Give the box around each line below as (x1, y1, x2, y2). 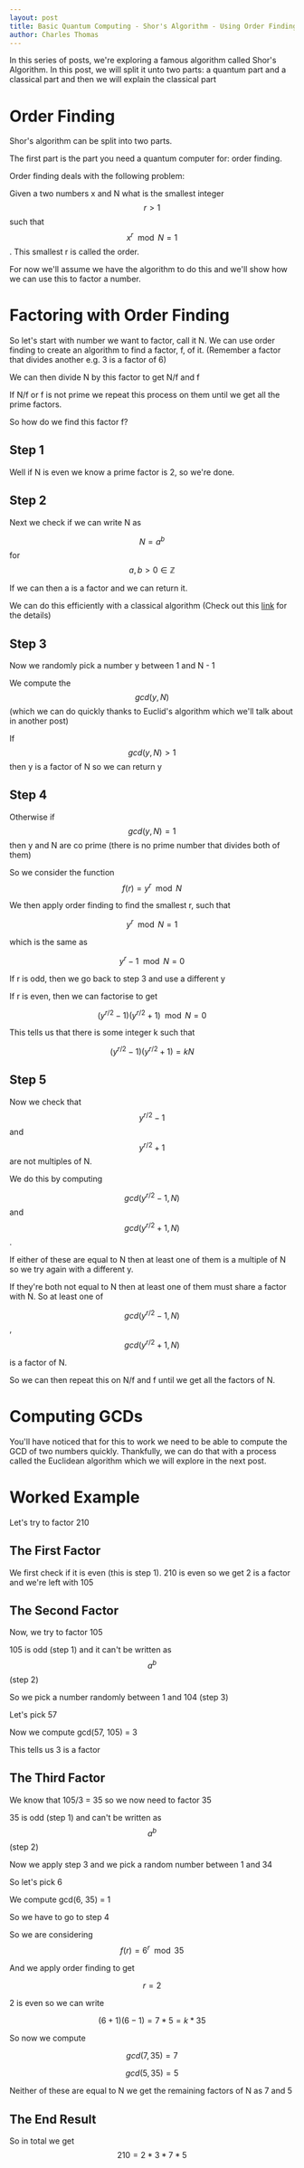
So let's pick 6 (9, 1877, 63, 1888)
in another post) (9, 715, 70, 726)
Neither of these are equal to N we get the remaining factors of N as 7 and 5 (9, 2086, 292, 2097)
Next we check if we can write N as (9, 516, 142, 527)
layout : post (9, 13, 59, 23)
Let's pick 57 (9, 1709, 57, 1719)
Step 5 (9, 1073, 47, 1088)
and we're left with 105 (9, 1576, 94, 1587)
